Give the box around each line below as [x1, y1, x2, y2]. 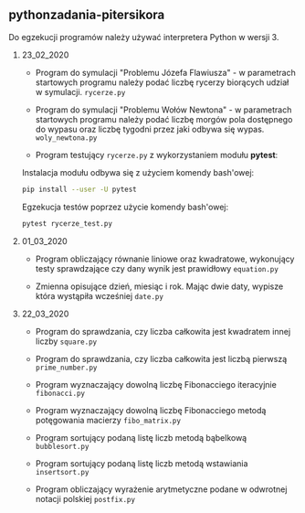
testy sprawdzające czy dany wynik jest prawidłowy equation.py [35, 262, 279, 273]
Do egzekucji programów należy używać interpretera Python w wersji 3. [8, 31, 279, 42]
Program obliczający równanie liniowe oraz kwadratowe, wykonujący [35, 253, 295, 264]
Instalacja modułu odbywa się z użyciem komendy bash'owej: [21, 166, 255, 177]
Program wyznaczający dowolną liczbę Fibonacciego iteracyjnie [35, 379, 278, 390]
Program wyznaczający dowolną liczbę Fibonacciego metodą [35, 404, 267, 415]
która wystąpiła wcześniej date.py [35, 290, 163, 301]
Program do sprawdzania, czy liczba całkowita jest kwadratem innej [35, 326, 291, 337]
